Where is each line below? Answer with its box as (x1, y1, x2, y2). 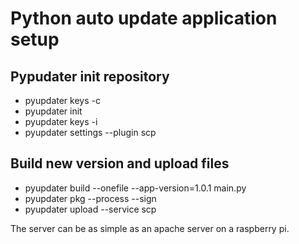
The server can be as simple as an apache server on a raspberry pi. (10, 222, 290, 234)
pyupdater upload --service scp (24, 203, 157, 215)
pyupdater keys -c (24, 95, 101, 106)
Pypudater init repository (10, 68, 170, 85)
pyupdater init (24, 105, 83, 117)
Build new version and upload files (10, 155, 230, 172)
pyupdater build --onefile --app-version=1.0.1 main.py (24, 182, 247, 194)
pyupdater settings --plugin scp (24, 127, 157, 138)
